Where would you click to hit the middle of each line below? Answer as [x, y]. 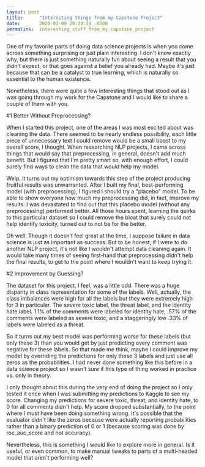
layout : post [23, 12]
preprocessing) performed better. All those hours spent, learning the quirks [101, 211]
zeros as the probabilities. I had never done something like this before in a [99, 362]
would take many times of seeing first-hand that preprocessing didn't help [100, 255]
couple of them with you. [38, 104]
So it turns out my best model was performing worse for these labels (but [99, 337]
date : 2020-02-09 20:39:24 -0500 [57, 23]
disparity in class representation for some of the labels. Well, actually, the [99, 292]
